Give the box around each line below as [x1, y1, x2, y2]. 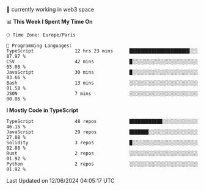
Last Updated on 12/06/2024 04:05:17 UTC [6, 177, 115, 184]
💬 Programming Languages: [6, 43, 72, 49]
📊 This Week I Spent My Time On [6, 18, 93, 25]
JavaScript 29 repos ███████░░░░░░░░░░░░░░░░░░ [6, 129, 199, 135]
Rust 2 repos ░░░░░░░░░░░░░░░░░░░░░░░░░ [6, 150, 199, 157]
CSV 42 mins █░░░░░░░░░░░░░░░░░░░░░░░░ [6, 58, 199, 65]
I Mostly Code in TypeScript [6, 107, 78, 114]
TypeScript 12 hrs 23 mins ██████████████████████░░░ [6, 48, 199, 54]
